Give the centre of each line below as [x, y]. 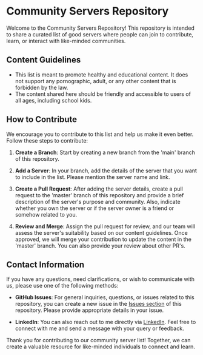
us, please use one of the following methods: [62, 286]
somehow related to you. [46, 214]
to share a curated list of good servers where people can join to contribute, [100, 34]
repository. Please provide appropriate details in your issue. [89, 310]
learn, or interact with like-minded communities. [66, 41]
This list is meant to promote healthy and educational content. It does [101, 75]
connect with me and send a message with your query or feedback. [99, 328]
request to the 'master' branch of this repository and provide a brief [99, 195]
